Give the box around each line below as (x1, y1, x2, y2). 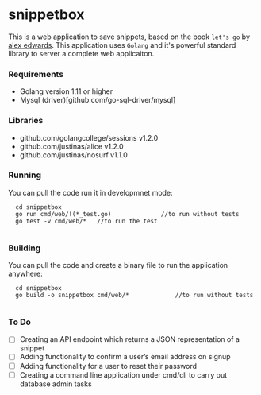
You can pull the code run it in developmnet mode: (8, 188, 173, 197)
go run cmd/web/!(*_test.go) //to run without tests (15, 210, 240, 218)
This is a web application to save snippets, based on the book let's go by (8, 32, 251, 41)
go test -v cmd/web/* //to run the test (15, 217, 158, 225)
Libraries (8, 115, 44, 126)
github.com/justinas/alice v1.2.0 (19, 141, 125, 151)
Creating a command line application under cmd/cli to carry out (19, 370, 228, 379)
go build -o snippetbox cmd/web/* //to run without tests (15, 292, 254, 300)
